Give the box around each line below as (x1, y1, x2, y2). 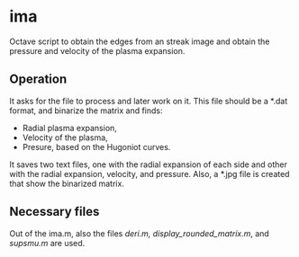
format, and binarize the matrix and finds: (9, 105, 164, 116)
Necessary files (9, 204, 100, 219)
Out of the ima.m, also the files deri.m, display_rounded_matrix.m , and (9, 227, 270, 239)
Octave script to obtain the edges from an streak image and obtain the (9, 36, 270, 47)
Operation (9, 72, 68, 87)
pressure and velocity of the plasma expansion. (9, 45, 186, 56)
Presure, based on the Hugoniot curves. (22, 141, 171, 152)
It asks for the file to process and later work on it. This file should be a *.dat (9, 95, 288, 106)
